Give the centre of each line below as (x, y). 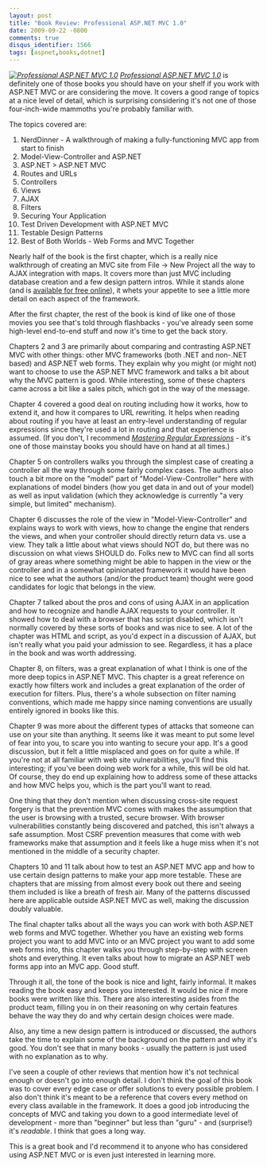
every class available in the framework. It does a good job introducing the (129, 1105)
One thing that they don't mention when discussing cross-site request (123, 801)
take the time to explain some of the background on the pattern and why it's (133, 1039)
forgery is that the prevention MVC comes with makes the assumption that (131, 809)
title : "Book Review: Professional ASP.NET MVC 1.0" (98, 23)
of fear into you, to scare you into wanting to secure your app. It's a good (129, 743)
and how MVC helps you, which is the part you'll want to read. (110, 785)
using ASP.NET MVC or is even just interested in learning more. (112, 1155)
